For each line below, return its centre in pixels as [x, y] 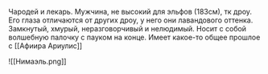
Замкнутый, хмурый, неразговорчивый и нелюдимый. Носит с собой [128, 29]
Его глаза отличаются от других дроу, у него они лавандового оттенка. [131, 20]
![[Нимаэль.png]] [37, 61]
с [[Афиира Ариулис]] [45, 46]
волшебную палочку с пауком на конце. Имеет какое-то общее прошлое [134, 37]
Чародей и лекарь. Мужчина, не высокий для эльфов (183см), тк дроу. [130, 12]
